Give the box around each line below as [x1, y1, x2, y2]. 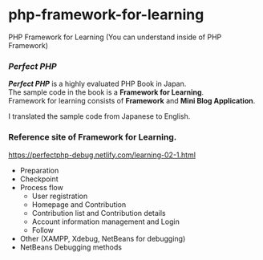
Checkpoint [19, 174, 59, 184]
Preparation [19, 165, 59, 175]
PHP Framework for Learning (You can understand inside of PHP [8, 32, 222, 42]
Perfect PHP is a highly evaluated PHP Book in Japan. [8, 79, 187, 89]
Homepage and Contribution [31, 199, 127, 209]
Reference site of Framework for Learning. [8, 132, 177, 143]
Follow [31, 225, 55, 234]
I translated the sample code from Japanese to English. [8, 112, 191, 121]
